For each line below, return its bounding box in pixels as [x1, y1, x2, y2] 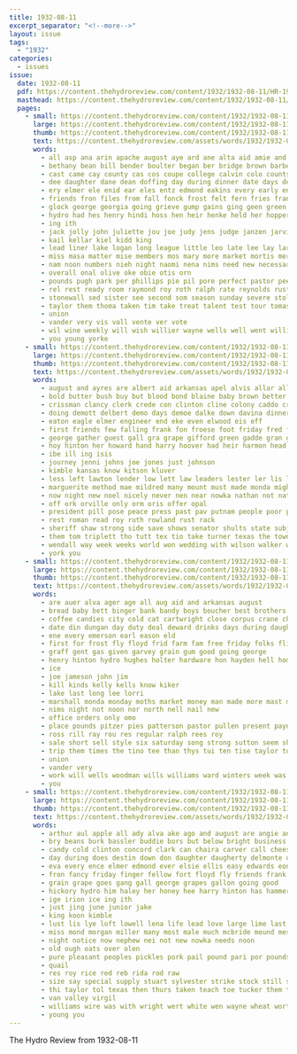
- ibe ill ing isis [41, 449, 113, 459]
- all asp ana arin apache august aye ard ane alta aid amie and [41, 152, 287, 162]
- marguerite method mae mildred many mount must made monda [41, 482, 271, 492]
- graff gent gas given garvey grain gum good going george [41, 648, 267, 657]
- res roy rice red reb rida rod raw [41, 969, 179, 978]
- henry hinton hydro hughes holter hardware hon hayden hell [41, 656, 275, 665]
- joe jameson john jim [41, 672, 128, 681]
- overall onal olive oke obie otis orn [41, 269, 192, 277]
